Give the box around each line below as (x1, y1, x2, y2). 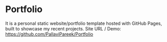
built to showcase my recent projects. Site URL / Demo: (5, 25, 121, 31)
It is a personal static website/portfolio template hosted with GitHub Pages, (5, 20, 162, 26)
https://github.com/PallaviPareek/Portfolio (5, 31, 93, 37)
